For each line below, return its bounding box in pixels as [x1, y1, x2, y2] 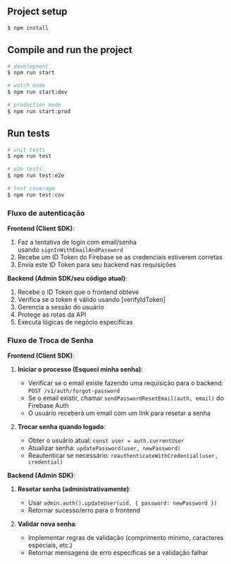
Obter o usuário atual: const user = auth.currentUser [27, 436, 185, 445]
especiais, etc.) [27, 541, 73, 550]
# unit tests [7, 146, 46, 153]
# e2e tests [7, 165, 42, 172]
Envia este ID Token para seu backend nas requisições [17, 261, 177, 269]
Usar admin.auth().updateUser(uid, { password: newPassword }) [27, 498, 218, 507]
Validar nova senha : [17, 519, 77, 529]
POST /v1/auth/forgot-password [27, 388, 120, 395]
